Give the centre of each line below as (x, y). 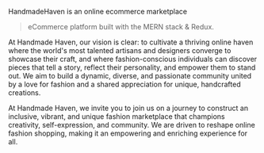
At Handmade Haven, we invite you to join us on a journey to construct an (128, 108)
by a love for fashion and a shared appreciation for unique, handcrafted (124, 84)
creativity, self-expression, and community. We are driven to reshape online (132, 125)
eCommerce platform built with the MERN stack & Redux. (121, 27)
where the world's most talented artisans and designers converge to (120, 50)
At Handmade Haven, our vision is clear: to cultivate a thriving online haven (131, 42)
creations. (25, 93)
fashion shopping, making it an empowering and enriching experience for (128, 133)
